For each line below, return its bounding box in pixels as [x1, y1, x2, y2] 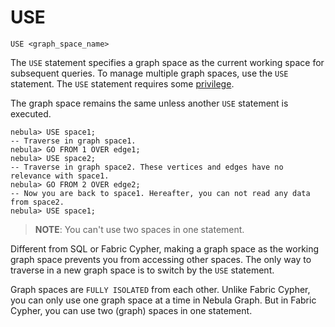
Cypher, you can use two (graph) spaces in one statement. [10, 304, 253, 316]
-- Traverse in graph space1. [10, 136, 137, 146]
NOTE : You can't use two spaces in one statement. [34, 223, 245, 235]
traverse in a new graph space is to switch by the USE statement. [10, 264, 275, 276]
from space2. [10, 197, 65, 207]
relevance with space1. [10, 171, 110, 181]
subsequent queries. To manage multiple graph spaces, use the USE [10, 67, 289, 79]
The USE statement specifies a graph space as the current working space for [10, 56, 325, 68]
